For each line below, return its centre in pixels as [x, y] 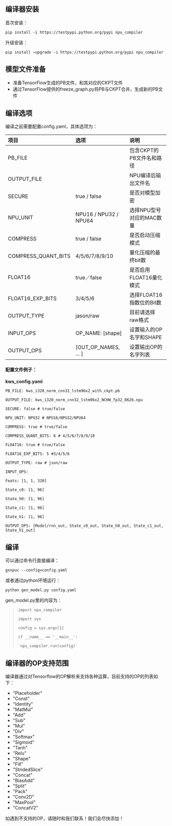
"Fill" [18, 764]
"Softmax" [24, 737]
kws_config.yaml [24, 381]
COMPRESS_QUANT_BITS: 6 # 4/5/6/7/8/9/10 [50, 436]
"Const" [21, 699]
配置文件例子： [21, 370]
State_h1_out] [20, 530]
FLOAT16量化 [146, 278]
